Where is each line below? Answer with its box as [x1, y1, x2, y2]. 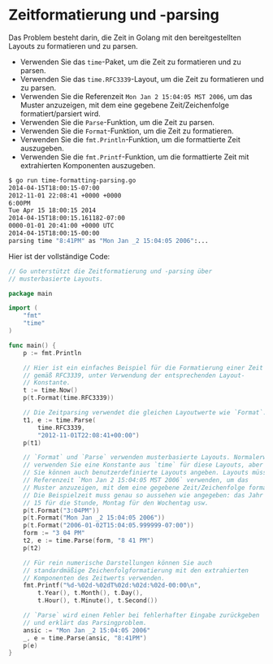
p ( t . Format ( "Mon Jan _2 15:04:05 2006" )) [23, 514, 165, 522]
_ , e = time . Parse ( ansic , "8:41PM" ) [23, 634, 148, 642]
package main [8, 289, 53, 297]
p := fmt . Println [23, 349, 82, 357]
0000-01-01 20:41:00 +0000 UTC [8, 222, 115, 230]
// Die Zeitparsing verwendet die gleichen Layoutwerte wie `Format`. [23, 409, 267, 417]
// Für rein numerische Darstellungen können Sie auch [23, 558, 213, 566]
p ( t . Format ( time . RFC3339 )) [23, 394, 115, 402]
